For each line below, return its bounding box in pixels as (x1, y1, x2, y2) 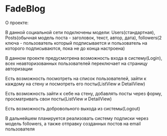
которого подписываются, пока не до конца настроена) (5, 45, 125, 51)
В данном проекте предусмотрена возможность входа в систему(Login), (5, 55, 162, 61)
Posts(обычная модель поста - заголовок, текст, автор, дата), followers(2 (5, 35, 162, 41)
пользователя (5, 126, 35, 132)
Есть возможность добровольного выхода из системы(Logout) (5, 105, 140, 111)
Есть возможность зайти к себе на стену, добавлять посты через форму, (5, 90, 162, 96)
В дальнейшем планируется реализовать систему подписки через (5, 115, 149, 121)
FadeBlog (5, 3, 46, 15)
